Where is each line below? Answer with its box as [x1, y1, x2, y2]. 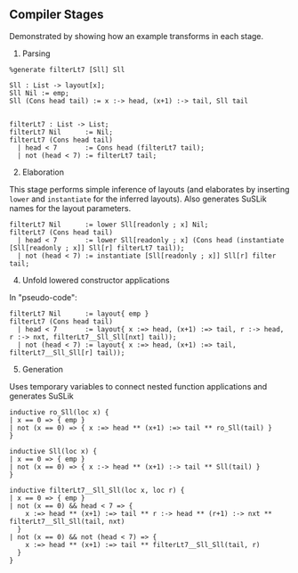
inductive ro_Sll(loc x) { [9, 407, 109, 417]
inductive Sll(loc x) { [9, 446, 98, 455]
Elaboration [21, 167, 65, 177]
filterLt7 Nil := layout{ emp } [9, 309, 149, 318]
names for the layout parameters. [9, 202, 132, 213]
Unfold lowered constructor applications [21, 274, 171, 285]
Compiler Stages [9, 7, 104, 22]
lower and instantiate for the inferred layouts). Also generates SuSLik [9, 193, 267, 204]
